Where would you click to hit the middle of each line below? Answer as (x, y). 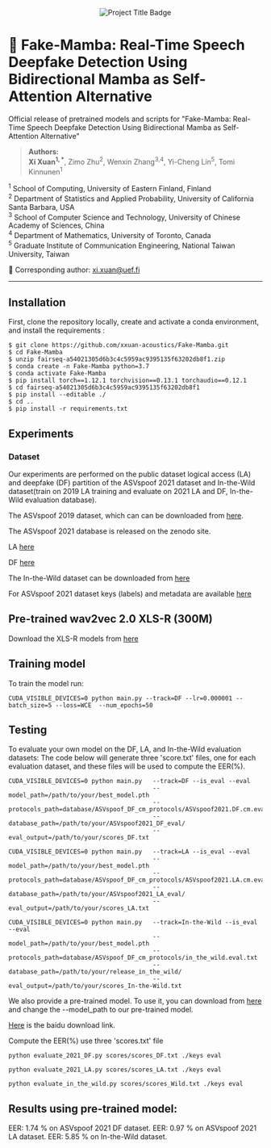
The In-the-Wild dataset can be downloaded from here (99, 578)
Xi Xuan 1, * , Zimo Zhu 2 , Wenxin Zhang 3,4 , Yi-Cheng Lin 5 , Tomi (131, 161)
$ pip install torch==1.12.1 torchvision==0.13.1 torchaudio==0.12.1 (128, 381)
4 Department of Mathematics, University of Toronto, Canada (110, 235)
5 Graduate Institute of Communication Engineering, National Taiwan (122, 245)
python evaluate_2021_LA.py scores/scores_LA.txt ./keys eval (115, 1070)
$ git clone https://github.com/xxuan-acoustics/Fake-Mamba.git (119, 346)
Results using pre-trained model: (93, 1109)
